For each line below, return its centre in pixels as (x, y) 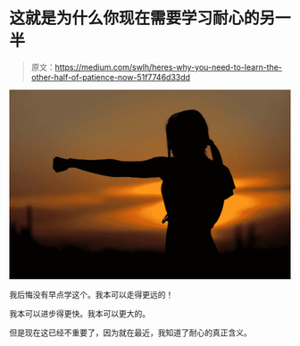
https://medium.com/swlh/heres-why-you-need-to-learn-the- (169, 67)
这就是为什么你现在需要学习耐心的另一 (150, 18)
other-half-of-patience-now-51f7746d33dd (110, 77)
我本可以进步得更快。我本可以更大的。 (79, 314)
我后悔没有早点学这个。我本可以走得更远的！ (92, 295)
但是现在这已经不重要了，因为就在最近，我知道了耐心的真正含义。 (130, 333)
